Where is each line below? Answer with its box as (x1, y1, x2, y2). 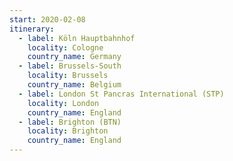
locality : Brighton (27, 126, 109, 136)
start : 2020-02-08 (9, 14, 86, 25)
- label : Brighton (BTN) (18, 117, 122, 127)
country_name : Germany (27, 52, 122, 62)
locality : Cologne (27, 42, 104, 53)
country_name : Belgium (27, 80, 122, 90)
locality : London (27, 98, 100, 108)
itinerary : (9, 24, 55, 34)
